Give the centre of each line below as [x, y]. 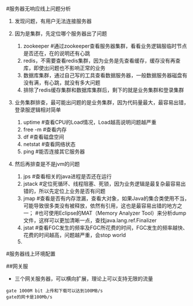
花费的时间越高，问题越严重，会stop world [75, 235]
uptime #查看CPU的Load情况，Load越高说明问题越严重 [90, 122]
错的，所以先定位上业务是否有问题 [64, 191]
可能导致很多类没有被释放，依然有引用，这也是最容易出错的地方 [100, 206]
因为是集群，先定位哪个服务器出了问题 [61, 33]
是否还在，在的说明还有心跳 [57, 53]
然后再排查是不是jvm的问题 [47, 164]
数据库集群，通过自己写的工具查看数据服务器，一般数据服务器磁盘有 [105, 75]
